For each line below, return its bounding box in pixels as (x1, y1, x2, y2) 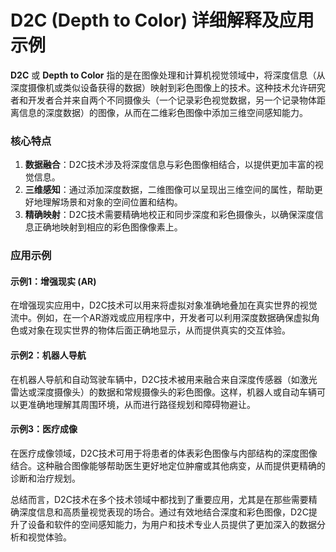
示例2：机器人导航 (10, 349, 87, 361)
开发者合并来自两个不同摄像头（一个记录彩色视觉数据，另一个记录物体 (27, 94, 317, 106)
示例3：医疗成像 (10, 423, 78, 435)
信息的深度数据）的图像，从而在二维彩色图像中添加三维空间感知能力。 (18, 106, 308, 118)
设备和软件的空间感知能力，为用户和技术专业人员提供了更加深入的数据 (27, 518, 317, 530)
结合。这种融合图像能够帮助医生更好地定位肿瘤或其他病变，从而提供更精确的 (10, 459, 326, 471)
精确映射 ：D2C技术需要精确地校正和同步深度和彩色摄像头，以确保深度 (24, 209, 315, 221)
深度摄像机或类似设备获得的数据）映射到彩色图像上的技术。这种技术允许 (10, 81, 308, 93)
